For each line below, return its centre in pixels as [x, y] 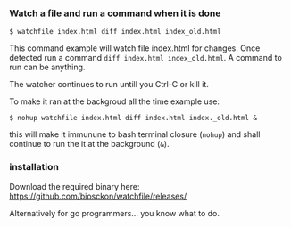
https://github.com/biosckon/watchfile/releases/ [98, 196]
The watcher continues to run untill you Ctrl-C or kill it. [109, 85]
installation [34, 167]
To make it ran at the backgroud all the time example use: [115, 101]
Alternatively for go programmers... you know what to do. [115, 213]
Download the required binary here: [75, 186]
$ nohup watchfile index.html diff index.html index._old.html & [133, 118]
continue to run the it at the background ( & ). [89, 144]
